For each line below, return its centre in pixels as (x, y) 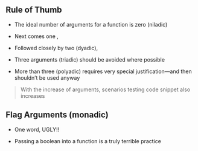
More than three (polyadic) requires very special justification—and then (103, 71)
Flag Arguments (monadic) (57, 115)
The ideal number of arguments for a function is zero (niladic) (91, 24)
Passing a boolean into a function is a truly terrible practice (88, 141)
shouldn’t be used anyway (47, 77)
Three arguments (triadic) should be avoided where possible (90, 59)
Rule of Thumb (34, 10)
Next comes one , (36, 36)
